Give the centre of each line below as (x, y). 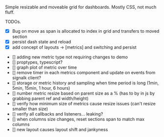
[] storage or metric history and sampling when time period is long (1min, (85, 83)
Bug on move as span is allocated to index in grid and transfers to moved (86, 31)
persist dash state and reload (42, 42)
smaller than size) (30, 109)
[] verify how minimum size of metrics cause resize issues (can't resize (84, 104)
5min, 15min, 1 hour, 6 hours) (41, 88)
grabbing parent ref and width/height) (50, 98)
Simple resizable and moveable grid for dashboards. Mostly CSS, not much (81, 7)
